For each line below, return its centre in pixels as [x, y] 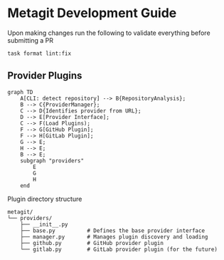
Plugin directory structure [45, 199]
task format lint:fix [39, 53]
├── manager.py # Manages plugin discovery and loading [114, 236]
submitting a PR [30, 40]
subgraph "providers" [52, 161]
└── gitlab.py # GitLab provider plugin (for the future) [119, 249]
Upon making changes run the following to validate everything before [109, 33]
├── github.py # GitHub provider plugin [92, 243]
